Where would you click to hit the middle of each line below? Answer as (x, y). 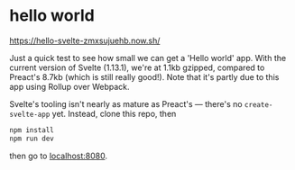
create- (258, 104)
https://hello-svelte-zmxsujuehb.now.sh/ (85, 40)
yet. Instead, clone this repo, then (114, 113)
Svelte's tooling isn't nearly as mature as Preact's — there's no (126, 103)
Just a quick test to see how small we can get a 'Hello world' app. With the (148, 58)
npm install (32, 130)
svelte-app (30, 114)
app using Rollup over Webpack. (69, 86)
